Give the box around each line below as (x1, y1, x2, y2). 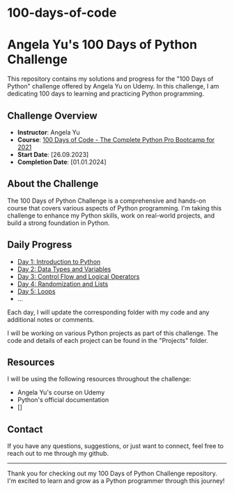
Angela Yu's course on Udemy (17, 388, 105, 397)
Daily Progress (7, 239, 72, 251)
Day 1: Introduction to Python (17, 257, 101, 266)
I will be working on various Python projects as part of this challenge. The (7, 329, 219, 337)
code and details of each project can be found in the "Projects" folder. (7, 336, 209, 344)
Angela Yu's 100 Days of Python (7, 37, 197, 53)
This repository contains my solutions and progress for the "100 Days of (7, 75, 214, 83)
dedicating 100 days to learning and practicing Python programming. (7, 89, 204, 98)
